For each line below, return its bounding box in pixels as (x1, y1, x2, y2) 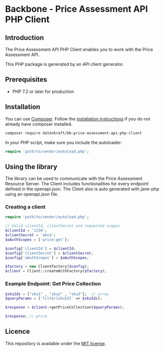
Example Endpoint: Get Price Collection (5, 280, 101, 287)
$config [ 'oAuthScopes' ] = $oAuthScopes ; (5, 255, 90, 260)
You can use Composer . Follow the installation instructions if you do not (5, 116, 150, 121)
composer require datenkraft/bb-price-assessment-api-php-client (5, 130, 142, 136)
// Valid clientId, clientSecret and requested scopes (5, 224, 120, 229)
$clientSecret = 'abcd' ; (5, 233, 56, 238)
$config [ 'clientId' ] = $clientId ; (5, 246, 76, 251)
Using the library (5, 162, 58, 171)
